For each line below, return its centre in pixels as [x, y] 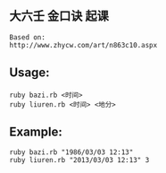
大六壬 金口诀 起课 [59, 16]
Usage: [30, 73]
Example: [36, 132]
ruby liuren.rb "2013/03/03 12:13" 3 [79, 160]
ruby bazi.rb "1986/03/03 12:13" [71, 152]
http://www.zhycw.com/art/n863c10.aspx [83, 45]
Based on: [28, 37]
